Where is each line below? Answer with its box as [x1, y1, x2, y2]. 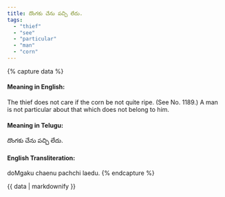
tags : [7, 16, 23, 23]
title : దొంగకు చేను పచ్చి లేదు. [7, 10, 83, 17]
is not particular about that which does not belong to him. [7, 106, 170, 114]
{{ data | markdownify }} [7, 183, 76, 191]
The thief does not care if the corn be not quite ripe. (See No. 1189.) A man [7, 98, 219, 106]
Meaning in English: [7, 83, 65, 91]
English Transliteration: [7, 154, 76, 162]
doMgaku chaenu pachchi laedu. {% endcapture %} [7, 169, 155, 177]
